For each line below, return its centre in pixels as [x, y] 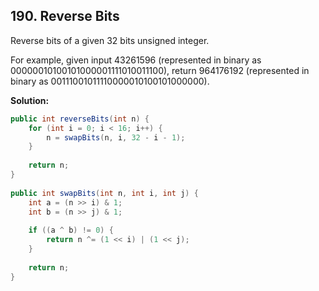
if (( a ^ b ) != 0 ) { [71, 230]
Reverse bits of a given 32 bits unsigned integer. [110, 40]
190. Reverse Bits [65, 16]
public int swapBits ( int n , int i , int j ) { [104, 193]
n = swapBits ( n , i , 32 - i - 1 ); [116, 137]
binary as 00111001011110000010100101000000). [110, 81]
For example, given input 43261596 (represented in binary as [136, 60]
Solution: [30, 100]
